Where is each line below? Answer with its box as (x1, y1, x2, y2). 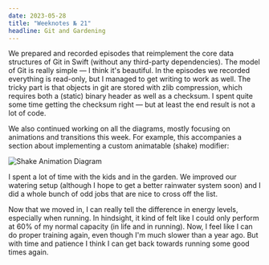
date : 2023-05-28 (8, 11, 67, 20)
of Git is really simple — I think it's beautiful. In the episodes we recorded (8, 66, 251, 75)
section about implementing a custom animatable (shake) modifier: (8, 141, 230, 151)
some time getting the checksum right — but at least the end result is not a (8, 100, 255, 109)
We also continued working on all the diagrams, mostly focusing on (8, 124, 230, 133)
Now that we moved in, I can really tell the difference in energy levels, (8, 205, 238, 214)
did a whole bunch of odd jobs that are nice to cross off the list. (8, 190, 218, 199)
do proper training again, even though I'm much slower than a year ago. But (8, 230, 259, 240)
